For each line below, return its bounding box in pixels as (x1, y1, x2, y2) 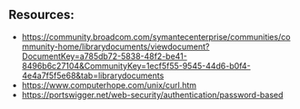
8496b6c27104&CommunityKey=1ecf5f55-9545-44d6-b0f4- (21, 60, 251, 71)
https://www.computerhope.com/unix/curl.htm (21, 79, 197, 90)
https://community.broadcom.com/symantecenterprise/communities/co (21, 31, 291, 42)
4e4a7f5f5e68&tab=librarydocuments (21, 70, 165, 81)
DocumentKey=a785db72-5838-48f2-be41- (21, 50, 187, 62)
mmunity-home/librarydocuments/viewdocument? (21, 41, 210, 52)
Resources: (8, 7, 75, 23)
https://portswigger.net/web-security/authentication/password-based (21, 89, 284, 100)
